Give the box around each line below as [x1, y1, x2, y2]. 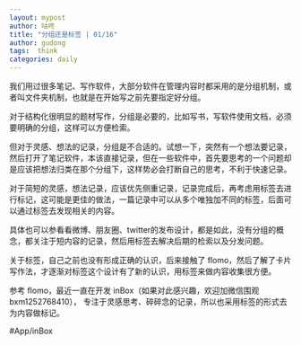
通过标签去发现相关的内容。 [16, 206, 119, 216]
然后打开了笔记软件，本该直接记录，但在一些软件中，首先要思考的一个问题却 [9, 153, 292, 163]
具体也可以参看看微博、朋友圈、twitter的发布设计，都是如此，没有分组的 [9, 225, 277, 234]
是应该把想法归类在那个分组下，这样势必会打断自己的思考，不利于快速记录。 [9, 164, 292, 174]
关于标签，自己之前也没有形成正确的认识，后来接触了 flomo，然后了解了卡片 [9, 255, 292, 265]
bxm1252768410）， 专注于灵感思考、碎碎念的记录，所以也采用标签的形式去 [9, 296, 288, 306]
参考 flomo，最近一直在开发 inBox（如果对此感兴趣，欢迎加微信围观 [9, 285, 260, 296]
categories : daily [9, 55, 78, 64]
